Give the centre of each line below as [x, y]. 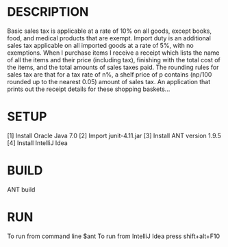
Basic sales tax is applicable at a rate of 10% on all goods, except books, [110, 31]
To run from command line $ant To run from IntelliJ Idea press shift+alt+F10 [114, 236]
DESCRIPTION [48, 12]
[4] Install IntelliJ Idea [38, 143]
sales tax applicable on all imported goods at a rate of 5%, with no [100, 45]
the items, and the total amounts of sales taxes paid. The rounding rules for [113, 67]
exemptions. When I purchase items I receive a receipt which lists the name [113, 53]
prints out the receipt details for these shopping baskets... [89, 89]
